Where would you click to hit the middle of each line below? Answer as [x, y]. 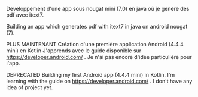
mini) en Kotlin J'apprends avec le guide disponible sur [74, 51]
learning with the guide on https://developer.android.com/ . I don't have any [99, 81]
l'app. [13, 63]
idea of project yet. [30, 87]
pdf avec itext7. [25, 15]
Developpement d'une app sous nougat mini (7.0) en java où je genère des [98, 9]
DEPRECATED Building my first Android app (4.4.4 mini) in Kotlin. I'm [91, 75]
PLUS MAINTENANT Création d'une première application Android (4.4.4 [95, 44]
